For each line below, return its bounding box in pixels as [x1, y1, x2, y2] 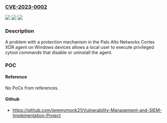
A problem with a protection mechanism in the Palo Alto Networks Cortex [5, 39, 155, 45]
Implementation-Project [12, 112, 61, 118]
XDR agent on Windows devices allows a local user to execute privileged [5, 44, 154, 50]
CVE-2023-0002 [5, 3, 47, 10]
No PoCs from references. [5, 85, 59, 91]
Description [5, 28, 34, 35]
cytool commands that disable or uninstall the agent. [5, 49, 113, 55]
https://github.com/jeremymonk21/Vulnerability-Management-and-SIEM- [12, 107, 162, 113]
